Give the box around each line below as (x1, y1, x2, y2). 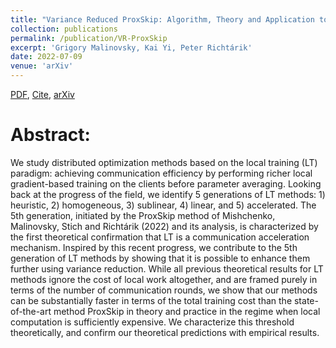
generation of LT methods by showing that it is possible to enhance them (10, 252, 311, 264)
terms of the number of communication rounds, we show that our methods (10, 284, 318, 296)
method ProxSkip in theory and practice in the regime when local (53, 305, 321, 317)
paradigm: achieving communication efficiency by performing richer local (10, 167, 313, 179)
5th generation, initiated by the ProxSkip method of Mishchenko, (10, 209, 276, 221)
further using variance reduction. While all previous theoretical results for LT (10, 262, 324, 275)
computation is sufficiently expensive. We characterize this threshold (10, 316, 295, 328)
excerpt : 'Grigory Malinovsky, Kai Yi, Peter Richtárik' (10, 42, 253, 53)
